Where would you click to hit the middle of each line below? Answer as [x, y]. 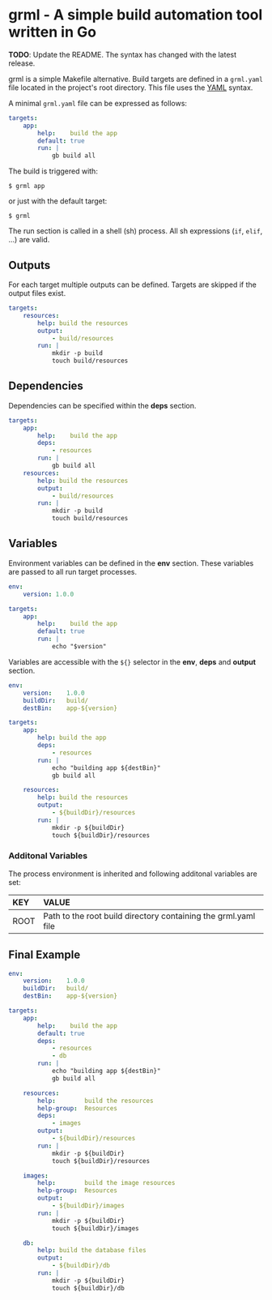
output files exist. [37, 293]
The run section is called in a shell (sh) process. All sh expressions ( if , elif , [136, 231]
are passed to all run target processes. [73, 571]
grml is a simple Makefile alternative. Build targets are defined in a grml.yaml [136, 79]
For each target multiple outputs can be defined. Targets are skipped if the [132, 284]
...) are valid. [29, 240]
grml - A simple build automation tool [136, 15]
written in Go [53, 32]
